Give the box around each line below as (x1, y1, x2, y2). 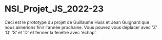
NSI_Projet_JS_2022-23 (4, 3, 104, 14)
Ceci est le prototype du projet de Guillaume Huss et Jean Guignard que (4, 19, 150, 25)
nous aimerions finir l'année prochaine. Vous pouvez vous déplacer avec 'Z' (4, 24, 157, 30)
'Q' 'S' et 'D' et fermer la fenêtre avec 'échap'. (4, 29, 97, 35)
